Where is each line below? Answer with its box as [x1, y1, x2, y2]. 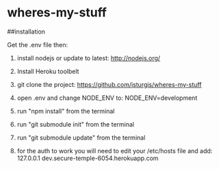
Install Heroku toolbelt [16, 67, 79, 75]
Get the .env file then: [7, 40, 68, 49]
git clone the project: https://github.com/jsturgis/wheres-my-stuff [16, 80, 202, 88]
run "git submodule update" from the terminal [16, 133, 146, 142]
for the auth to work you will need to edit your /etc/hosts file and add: [16, 146, 213, 155]
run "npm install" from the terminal [16, 107, 115, 115]
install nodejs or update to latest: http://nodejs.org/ [16, 53, 161, 62]
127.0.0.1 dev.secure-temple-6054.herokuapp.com [16, 154, 159, 162]
